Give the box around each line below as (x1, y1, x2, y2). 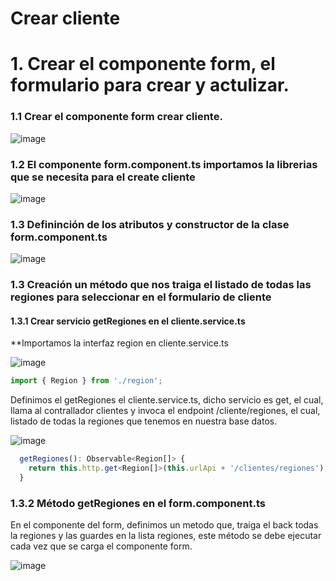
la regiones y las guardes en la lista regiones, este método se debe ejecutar (10, 530, 322, 542)
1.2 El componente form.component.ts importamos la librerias (10, 157, 318, 171)
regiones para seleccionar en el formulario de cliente (10, 290, 272, 304)
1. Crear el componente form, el (10, 53, 276, 76)
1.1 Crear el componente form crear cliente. (10, 110, 223, 124)
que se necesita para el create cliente (10, 170, 196, 184)
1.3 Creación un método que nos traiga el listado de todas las (10, 278, 312, 292)
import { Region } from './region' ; (10, 376, 163, 386)
